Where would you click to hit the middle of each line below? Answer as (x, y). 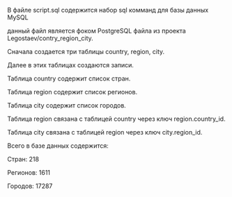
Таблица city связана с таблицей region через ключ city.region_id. (105, 132)
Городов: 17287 (30, 186)
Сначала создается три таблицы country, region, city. (86, 52)
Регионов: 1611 (29, 172)
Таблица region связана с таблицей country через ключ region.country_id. (116, 119)
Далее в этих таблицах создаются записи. (71, 65)
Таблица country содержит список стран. (69, 78)
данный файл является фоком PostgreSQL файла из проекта (96, 31)
